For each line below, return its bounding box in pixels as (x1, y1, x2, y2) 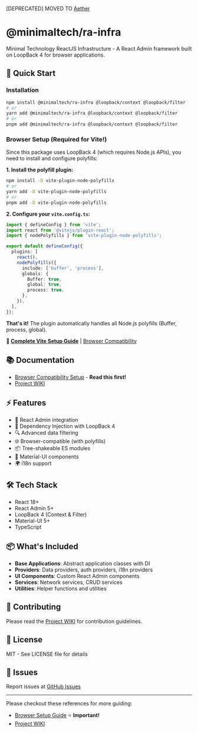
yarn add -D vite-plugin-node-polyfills (6, 189, 107, 195)
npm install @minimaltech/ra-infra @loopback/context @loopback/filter (6, 100, 186, 105)
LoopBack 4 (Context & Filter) (14, 511, 87, 518)
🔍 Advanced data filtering (14, 430, 78, 437)
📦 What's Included (6, 542, 78, 552)
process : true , (27, 287, 65, 293)
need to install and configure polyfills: (6, 155, 98, 162)
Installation (6, 86, 39, 94)
